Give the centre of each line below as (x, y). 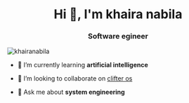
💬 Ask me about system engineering (71, 92)
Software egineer (118, 36)
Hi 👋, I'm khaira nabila (118, 14)
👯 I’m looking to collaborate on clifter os (75, 78)
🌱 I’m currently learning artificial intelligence (83, 65)
